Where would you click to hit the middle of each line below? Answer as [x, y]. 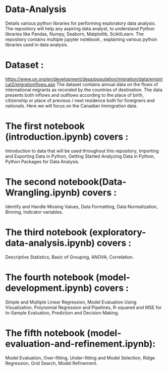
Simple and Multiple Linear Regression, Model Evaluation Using [71, 302]
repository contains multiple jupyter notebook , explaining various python [81, 39]
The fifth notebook [45, 333]
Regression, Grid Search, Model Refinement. [51, 363]
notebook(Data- [92, 182]
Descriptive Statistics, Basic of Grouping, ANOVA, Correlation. [70, 257]
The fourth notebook [50, 277]
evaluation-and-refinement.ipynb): [80, 344]
